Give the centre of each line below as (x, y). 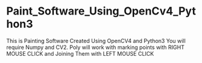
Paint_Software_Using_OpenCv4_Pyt (101, 11)
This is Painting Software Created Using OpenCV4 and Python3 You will (96, 41)
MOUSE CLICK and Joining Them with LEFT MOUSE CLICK (80, 53)
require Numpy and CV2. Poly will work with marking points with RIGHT (96, 47)
